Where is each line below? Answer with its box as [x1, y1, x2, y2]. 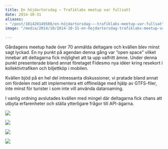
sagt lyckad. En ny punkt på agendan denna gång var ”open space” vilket [5, 49, 156, 55]
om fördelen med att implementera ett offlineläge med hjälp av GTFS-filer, [5, 80, 157, 86]
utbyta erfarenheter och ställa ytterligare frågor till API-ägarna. [5, 100, 134, 106]
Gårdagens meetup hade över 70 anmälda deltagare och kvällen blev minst [5, 44, 160, 50]
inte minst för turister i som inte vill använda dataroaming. [5, 85, 123, 91]
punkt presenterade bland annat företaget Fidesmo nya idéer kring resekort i [5, 60, 163, 66]
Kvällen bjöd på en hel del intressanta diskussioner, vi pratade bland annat [5, 75, 158, 81]
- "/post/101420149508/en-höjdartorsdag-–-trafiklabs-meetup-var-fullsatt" [5, 21, 166, 26]
